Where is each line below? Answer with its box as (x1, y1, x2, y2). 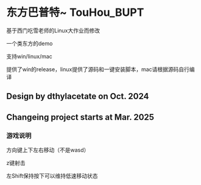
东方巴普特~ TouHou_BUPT (6, 5, 144, 19)
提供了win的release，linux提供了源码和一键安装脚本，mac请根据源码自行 (6, 65, 190, 73)
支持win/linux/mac (6, 52, 53, 60)
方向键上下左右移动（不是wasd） (6, 147, 90, 154)
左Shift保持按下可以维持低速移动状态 (6, 172, 98, 180)
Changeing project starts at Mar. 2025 (6, 112, 154, 122)
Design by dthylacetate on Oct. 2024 (6, 91, 149, 102)
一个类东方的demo (6, 40, 53, 47)
